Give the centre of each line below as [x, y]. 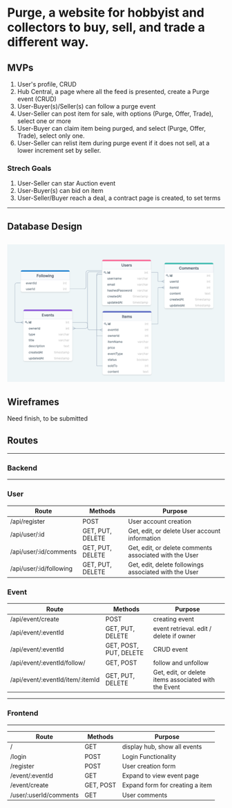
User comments [145, 795]
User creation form [149, 766]
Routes [23, 440]
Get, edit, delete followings [166, 564]
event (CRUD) [37, 99]
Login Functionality [149, 756]
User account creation [160, 521]
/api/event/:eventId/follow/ [48, 663]
